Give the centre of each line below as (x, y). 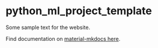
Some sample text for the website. (48, 27)
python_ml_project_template (79, 11)
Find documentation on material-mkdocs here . (63, 39)
